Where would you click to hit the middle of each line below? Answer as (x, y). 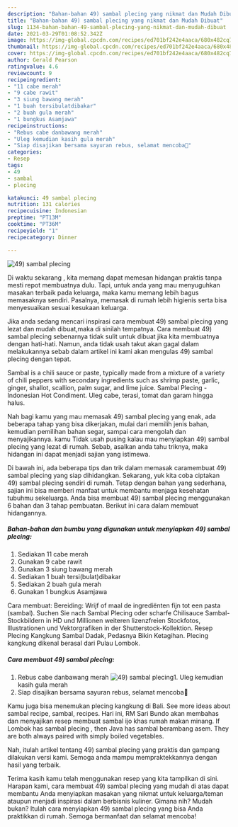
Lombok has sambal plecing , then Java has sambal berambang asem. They (118, 729)
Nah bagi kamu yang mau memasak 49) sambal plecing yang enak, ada (112, 416)
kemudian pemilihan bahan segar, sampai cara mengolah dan (97, 431)
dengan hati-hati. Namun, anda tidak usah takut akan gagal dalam (103, 343)
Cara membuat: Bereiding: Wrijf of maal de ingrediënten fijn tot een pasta (114, 605)
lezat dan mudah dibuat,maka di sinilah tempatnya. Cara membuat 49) (110, 329)
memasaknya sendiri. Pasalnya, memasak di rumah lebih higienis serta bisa (117, 300)
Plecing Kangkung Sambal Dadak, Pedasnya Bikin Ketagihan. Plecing (108, 636)
